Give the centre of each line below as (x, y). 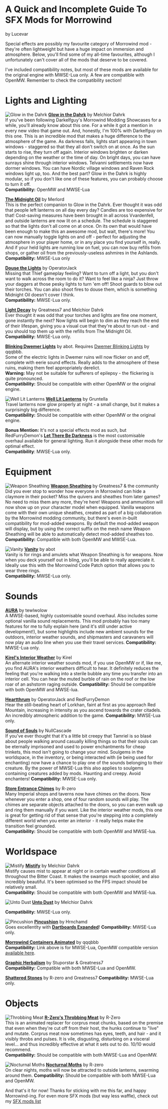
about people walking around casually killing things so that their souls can (81, 741)
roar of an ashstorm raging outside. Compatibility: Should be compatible (81, 684)
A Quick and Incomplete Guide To (76, 9)
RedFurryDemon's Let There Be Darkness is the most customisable (75, 435)
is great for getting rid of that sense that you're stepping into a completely (81, 815)
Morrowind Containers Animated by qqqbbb (52, 942)
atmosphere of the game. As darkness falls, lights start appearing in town (81, 141)
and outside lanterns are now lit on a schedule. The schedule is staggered (81, 221)
